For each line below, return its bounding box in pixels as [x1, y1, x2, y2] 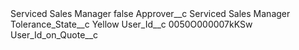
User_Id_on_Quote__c [10, 29, 99, 41]
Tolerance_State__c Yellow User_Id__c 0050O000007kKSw [10, 18, 253, 30]
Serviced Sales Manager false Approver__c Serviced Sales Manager [10, 8, 291, 19]
